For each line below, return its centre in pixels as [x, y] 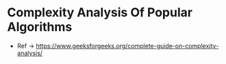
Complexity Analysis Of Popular [100, 13]
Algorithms [40, 27]
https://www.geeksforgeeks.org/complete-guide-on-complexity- [127, 46]
